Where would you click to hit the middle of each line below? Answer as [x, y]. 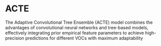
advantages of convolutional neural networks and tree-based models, [77, 27]
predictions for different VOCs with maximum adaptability [84, 38]
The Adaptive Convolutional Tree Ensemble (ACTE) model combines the [79, 22]
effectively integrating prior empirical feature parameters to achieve [75, 33]
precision [15, 38]
